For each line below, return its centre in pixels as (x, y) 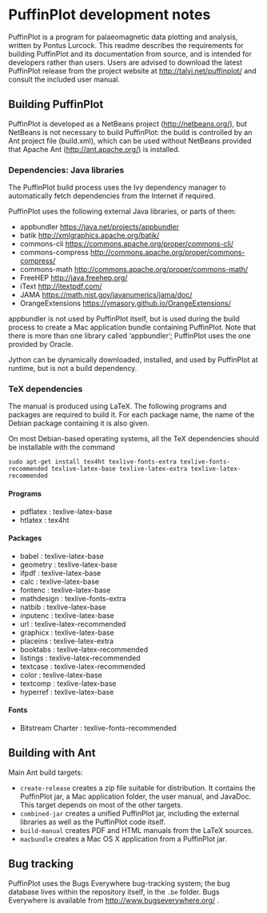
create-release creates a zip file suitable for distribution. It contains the (137, 787)
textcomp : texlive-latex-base (68, 683)
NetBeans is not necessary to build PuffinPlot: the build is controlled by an (130, 132)
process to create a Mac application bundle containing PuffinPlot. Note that (132, 327)
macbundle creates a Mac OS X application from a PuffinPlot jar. (124, 839)
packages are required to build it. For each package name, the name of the (132, 415)
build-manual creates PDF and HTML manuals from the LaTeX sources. (137, 830)
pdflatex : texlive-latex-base (66, 511)
